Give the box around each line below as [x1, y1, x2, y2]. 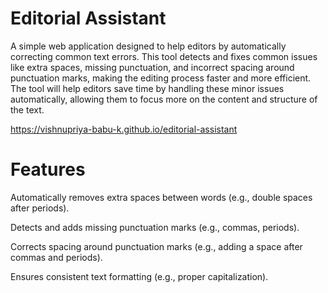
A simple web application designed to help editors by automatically [10, 40, 287, 52]
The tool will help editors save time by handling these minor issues [10, 82, 285, 94]
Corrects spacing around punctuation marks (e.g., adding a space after [10, 240, 303, 252]
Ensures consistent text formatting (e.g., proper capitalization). [10, 270, 269, 282]
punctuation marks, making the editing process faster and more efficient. [10, 72, 312, 84]
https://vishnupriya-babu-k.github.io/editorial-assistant [10, 123, 238, 135]
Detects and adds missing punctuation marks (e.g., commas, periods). [10, 221, 300, 233]
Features [10, 158, 86, 181]
